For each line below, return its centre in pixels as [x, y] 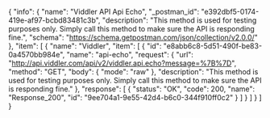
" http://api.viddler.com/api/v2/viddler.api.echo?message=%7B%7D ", [123, 63]
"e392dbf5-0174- [230, 12]
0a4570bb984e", [37, 55]
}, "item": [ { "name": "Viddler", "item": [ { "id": [85, 46]
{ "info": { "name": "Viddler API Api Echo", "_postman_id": [104, 12]
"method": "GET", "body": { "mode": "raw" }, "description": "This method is [133, 72]
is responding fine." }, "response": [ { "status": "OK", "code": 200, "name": [132, 89]
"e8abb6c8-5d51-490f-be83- [213, 46]
